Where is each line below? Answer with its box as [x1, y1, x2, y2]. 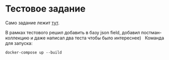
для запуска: [5, 40, 33, 46]
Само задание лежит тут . [5, 20, 60, 26]
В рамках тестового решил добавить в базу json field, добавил [5, 29, 140, 35]
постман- [141, 29, 162, 35]
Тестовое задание [5, 3, 86, 15]
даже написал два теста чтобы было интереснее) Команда [34, 35, 164, 41]
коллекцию [5, 35, 29, 41]
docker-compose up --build [5, 50, 62, 55]
